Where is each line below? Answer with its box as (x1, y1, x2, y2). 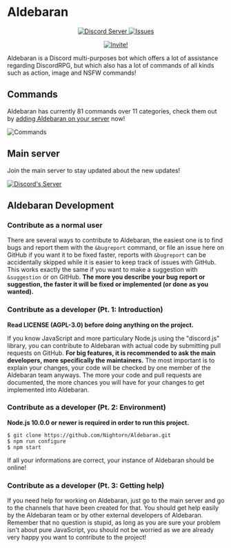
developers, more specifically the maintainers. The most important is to (7, 356, 215, 364)
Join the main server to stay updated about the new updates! (7, 166, 181, 174)
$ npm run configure (7, 437, 67, 445)
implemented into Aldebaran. (7, 385, 90, 394)
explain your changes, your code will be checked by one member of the (7, 363, 212, 372)
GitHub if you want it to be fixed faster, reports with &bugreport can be (7, 250, 207, 259)
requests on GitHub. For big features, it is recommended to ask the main (7, 349, 216, 357)
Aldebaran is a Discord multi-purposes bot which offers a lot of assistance (7, 53, 219, 62)
